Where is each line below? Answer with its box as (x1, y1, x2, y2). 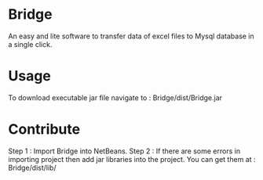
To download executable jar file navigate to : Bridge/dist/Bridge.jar (8, 92, 222, 103)
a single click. (8, 39, 53, 49)
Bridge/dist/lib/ (8, 163, 57, 172)
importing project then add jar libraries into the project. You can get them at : (8, 154, 256, 164)
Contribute (8, 121, 81, 139)
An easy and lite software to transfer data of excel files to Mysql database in (8, 31, 255, 41)
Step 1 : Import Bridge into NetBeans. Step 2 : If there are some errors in (8, 146, 241, 156)
